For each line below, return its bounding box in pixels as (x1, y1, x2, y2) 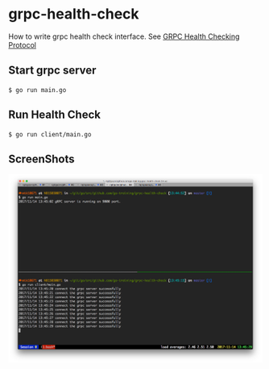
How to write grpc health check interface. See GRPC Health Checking (8, 31, 240, 41)
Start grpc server (8, 64, 97, 78)
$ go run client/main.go (8, 130, 92, 138)
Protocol (8, 40, 36, 49)
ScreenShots (8, 152, 75, 166)
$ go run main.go (8, 86, 67, 94)
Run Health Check (8, 108, 101, 122)
